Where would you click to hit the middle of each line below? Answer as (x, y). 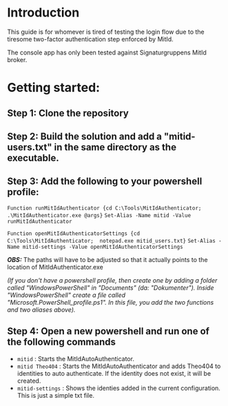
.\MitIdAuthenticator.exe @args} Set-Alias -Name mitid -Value (99, 215)
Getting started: (54, 88)
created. (29, 380)
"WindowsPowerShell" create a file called (66, 295)
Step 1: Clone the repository (68, 113)
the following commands (61, 342)
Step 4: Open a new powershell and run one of (108, 331)
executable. (33, 158)
